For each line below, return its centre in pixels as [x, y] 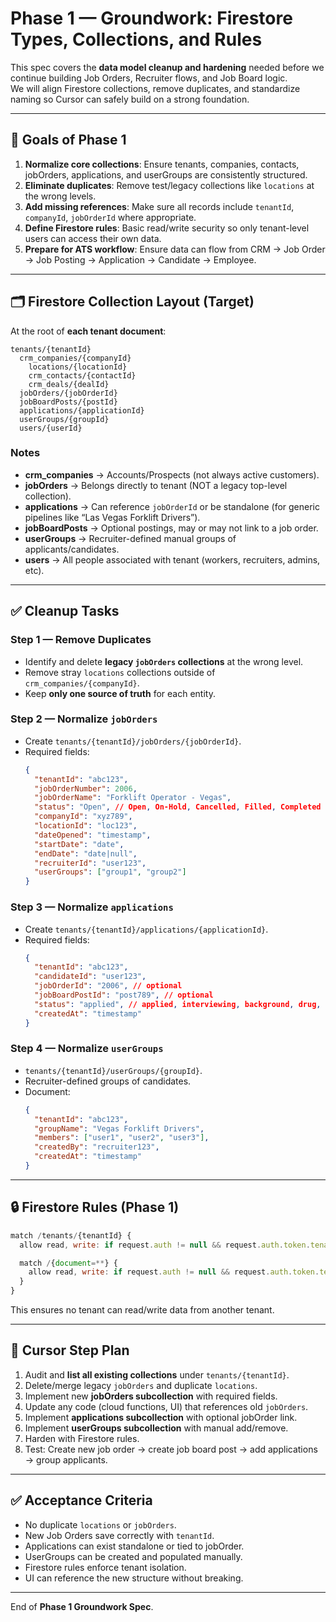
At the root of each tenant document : [88, 331]
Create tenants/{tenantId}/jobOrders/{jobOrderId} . [133, 741]
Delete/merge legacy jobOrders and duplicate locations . [141, 1385]
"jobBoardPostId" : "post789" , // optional [124, 995]
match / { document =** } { [68, 1263]
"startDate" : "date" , [79, 844]
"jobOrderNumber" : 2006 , [86, 788]
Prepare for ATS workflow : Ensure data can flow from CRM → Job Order [175, 249]
